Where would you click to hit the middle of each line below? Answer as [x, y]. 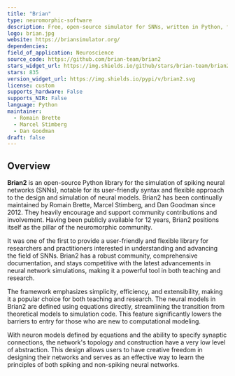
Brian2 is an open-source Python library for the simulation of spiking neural [116, 183]
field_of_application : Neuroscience [60, 53]
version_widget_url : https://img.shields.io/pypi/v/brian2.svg [101, 79]
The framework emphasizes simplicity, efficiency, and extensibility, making [115, 292]
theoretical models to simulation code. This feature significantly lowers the [115, 314]
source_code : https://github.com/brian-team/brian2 [84, 60]
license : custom [31, 85]
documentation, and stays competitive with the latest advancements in [109, 263]
